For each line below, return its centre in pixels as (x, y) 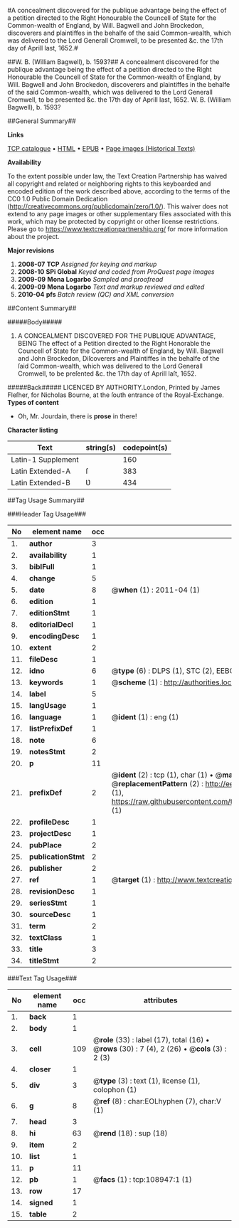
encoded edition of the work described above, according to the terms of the (119, 191)
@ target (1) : (133, 880)
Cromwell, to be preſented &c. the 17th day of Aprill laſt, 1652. (107, 374)
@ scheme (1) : (137, 682)
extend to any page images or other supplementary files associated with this (119, 214)
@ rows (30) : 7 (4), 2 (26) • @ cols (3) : (160, 1049)
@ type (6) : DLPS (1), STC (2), (163, 671)
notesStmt (47, 752)
